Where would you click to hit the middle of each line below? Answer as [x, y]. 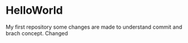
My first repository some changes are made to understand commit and [94, 27]
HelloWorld [34, 10]
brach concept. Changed [37, 33]
